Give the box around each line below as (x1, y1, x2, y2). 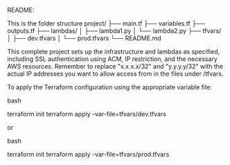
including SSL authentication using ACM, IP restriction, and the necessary (7, 55, 218, 63)
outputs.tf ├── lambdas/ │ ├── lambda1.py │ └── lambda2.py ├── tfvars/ (7, 27, 222, 35)
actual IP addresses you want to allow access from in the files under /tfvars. (7, 69, 224, 78)
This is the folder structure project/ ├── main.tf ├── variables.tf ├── (7, 19, 206, 27)
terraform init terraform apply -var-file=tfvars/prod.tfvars (7, 150, 170, 158)
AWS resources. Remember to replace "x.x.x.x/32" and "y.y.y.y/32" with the (7, 62, 224, 70)
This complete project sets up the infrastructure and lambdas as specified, (7, 48, 220, 55)
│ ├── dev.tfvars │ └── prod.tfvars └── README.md (7, 34, 161, 42)
